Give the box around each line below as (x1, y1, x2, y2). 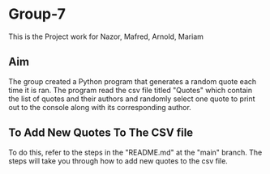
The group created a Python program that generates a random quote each (8, 76, 257, 86)
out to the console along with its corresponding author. (8, 102, 192, 112)
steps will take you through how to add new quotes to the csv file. (8, 155, 229, 166)
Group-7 (8, 5, 66, 23)
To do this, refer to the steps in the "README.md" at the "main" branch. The (8, 147, 263, 157)
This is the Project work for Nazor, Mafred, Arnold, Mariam (8, 32, 204, 41)
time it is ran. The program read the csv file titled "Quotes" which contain (8, 85, 253, 95)
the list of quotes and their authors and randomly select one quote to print (8, 94, 255, 104)
